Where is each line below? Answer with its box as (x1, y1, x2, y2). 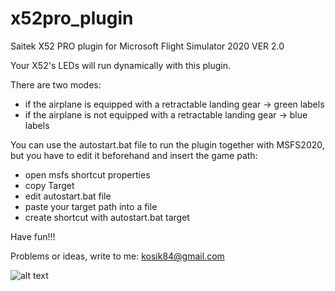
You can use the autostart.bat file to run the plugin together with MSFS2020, (10, 138, 325, 151)
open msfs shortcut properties (24, 168, 151, 181)
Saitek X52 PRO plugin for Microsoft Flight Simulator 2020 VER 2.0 (10, 40, 285, 52)
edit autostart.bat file (24, 190, 112, 202)
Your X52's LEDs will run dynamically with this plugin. (10, 59, 232, 71)
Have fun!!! (10, 230, 56, 242)
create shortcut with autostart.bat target (24, 211, 190, 223)
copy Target (24, 179, 75, 191)
